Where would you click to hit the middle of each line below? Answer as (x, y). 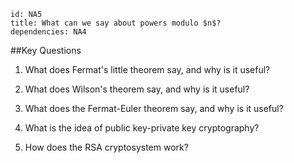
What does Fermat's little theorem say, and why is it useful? (147, 69)
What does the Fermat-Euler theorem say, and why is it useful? (154, 108)
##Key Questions (46, 50)
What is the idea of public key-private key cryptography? (142, 128)
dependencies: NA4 (48, 32)
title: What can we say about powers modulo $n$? (116, 23)
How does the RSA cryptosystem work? (106, 147)
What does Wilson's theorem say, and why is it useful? (137, 89)
